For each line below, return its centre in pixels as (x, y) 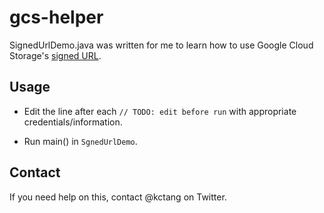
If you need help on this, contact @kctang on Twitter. (118, 197)
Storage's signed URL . (55, 55)
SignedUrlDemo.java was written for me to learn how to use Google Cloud (161, 45)
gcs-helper (56, 17)
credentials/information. (73, 122)
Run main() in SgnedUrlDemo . (80, 141)
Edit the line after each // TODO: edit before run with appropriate (160, 111)
